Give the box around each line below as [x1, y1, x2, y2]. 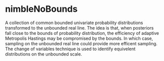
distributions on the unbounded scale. [5, 51, 82, 57]
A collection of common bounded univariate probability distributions [5, 20, 143, 26]
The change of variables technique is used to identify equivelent [5, 46, 136, 52]
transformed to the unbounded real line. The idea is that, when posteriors [5, 25, 154, 30]
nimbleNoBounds [5, 3, 78, 15]
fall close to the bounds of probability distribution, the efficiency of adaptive [5, 30, 159, 36]
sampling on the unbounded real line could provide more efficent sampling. [5, 40, 158, 46]
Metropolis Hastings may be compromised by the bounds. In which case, [5, 35, 153, 41]
